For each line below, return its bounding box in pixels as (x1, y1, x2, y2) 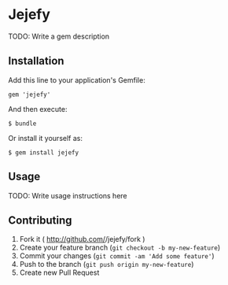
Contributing (8, 213, 72, 227)
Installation (8, 54, 64, 68)
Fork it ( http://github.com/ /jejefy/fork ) (19, 235, 145, 244)
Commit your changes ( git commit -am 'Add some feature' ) (19, 251, 215, 261)
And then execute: (8, 104, 68, 113)
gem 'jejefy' (8, 91, 51, 98)
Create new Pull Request (19, 268, 100, 277)
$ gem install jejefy (8, 148, 79, 157)
